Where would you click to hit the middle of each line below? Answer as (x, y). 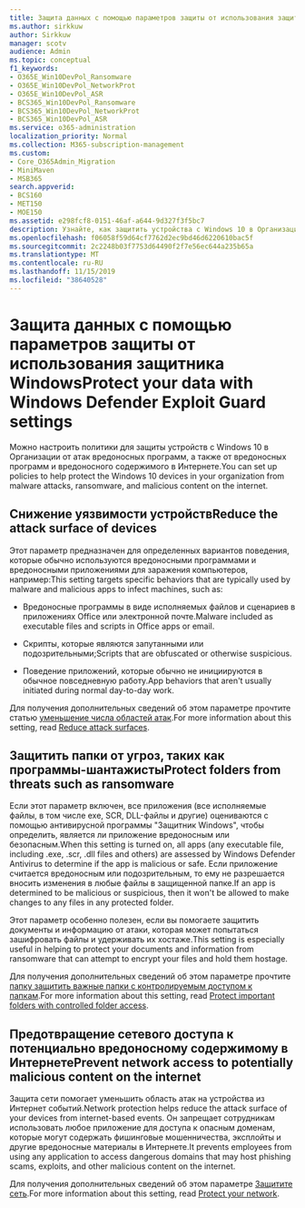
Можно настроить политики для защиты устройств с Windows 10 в (139, 447)
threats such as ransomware (92, 784)
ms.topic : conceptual (50, 60)
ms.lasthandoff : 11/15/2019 (63, 272)
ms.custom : (30, 153)
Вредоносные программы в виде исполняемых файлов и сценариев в (159, 607)
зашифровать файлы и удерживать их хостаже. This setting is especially (147, 940)
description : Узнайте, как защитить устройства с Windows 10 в (132, 229)
